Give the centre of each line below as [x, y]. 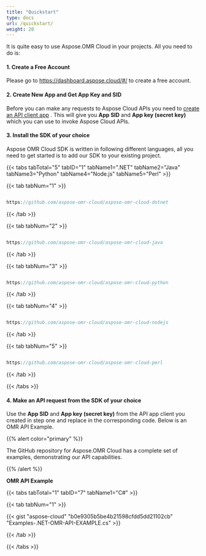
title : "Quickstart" [33, 12]
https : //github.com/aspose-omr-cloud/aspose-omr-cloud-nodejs [87, 323]
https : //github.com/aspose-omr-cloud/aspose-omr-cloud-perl [85, 363]
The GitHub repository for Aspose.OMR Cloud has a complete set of [92, 451]
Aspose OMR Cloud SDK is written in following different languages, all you [100, 149]
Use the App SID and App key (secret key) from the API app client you [96, 414]
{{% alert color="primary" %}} [45, 439]
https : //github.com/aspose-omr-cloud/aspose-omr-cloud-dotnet [87, 202]
